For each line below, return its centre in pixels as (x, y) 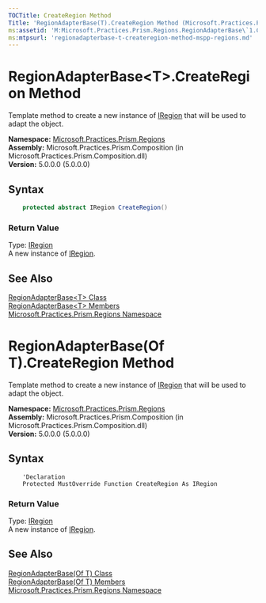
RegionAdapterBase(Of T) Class (61, 573)
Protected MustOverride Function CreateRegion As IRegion (120, 484)
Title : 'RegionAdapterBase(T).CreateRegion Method (93, 23)
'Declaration (44, 477)
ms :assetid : (28, 30)
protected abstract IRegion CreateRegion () (95, 207)
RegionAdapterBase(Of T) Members (67, 582)
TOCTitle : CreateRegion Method (60, 15)
